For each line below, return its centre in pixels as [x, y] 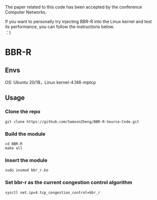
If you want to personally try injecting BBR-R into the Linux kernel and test [78, 22]
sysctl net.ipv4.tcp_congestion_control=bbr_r [53, 192]
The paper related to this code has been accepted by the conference [74, 7]
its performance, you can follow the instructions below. [60, 27]
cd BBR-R [14, 144]
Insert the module [26, 160]
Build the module [25, 134]
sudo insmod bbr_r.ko [27, 170]
